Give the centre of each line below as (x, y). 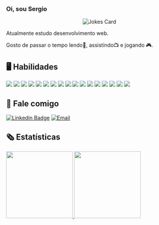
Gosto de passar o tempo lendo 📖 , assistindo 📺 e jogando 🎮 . (80, 45)
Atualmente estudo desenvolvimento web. (57, 33)
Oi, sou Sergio (27, 9)
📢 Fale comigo (33, 104)
